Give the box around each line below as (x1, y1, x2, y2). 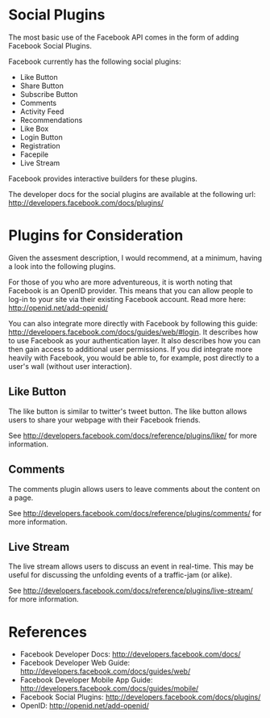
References (8, 623, 87, 641)
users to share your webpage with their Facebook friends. (8, 414, 201, 425)
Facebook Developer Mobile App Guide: (19, 675, 153, 685)
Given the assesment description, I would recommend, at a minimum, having (8, 253, 263, 262)
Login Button (19, 132, 63, 142)
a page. (8, 493, 34, 502)
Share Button (19, 81, 64, 90)
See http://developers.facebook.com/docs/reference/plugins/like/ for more (8, 430, 258, 440)
